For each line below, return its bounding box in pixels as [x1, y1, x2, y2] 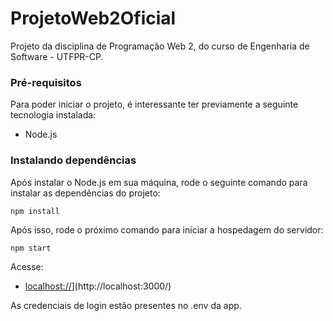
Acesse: [10, 260, 44, 272]
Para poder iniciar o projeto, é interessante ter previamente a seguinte [10, 98, 299, 111]
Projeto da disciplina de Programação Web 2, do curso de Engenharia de [10, 40, 310, 52]
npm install [10, 206, 60, 216]
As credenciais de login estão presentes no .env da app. [10, 299, 242, 311]
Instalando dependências [10, 153, 137, 167]
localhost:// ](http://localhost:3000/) [24, 280, 172, 292]
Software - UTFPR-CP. [10, 50, 104, 62]
